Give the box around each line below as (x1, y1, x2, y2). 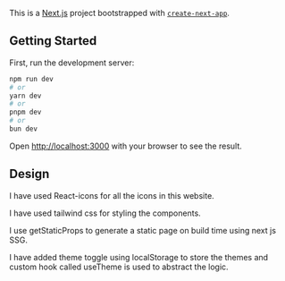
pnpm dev (9, 107, 42, 117)
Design (9, 166, 50, 182)
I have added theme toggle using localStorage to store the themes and (9, 251, 269, 262)
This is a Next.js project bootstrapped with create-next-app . (9, 8, 231, 18)
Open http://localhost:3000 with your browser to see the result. (9, 140, 243, 151)
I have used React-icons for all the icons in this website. (9, 190, 214, 200)
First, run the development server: (9, 57, 135, 68)
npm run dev (9, 74, 54, 83)
